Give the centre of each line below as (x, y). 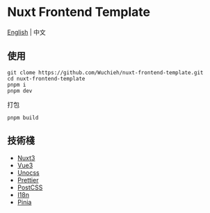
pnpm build (23, 118)
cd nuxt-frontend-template (46, 78)
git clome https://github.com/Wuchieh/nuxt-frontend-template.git (105, 73)
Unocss (28, 172)
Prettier (28, 180)
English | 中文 (27, 32)
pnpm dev (20, 91)
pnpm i (17, 85)
